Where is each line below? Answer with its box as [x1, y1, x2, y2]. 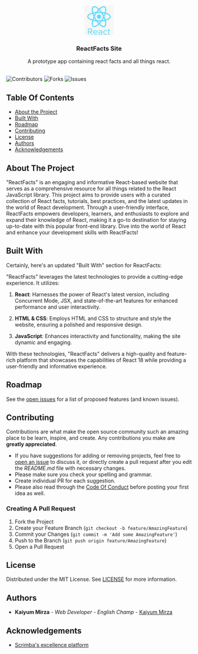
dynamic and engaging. [14, 339, 72, 346]
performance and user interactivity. [14, 303, 101, 310]
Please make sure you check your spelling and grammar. [14, 471, 153, 478]
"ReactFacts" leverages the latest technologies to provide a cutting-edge [6, 273, 183, 280]
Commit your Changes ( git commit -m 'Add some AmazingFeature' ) [14, 531, 178, 538]
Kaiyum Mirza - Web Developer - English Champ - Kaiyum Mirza [14, 609, 173, 616]
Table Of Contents [6, 93, 75, 103]
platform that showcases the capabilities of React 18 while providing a [16, 357, 187, 364]
